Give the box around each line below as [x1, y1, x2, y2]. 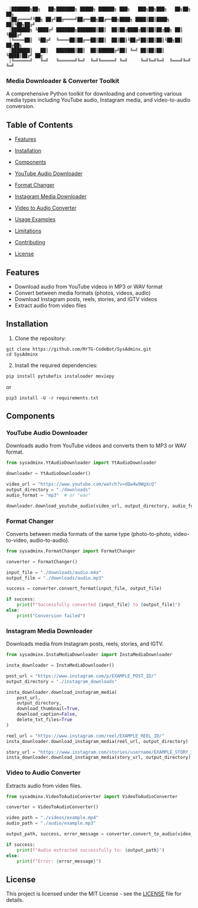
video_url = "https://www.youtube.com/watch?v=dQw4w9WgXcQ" [6, 482, 157, 487]
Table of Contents [6, 119, 74, 130]
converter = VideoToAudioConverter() [6, 804, 99, 810]
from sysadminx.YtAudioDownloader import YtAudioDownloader [6, 460, 157, 466]
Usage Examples [14, 216, 56, 223]
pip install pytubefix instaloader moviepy [6, 373, 115, 379]
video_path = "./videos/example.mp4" [6, 815, 99, 821]
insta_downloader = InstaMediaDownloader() [6, 663, 115, 668]
